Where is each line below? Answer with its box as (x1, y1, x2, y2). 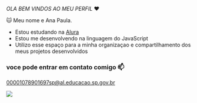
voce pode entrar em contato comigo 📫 (6, 63, 125, 71)
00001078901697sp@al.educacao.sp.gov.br (6, 79, 115, 86)
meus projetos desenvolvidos (14, 48, 88, 55)
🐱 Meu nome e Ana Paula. (6, 17, 72, 23)
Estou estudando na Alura (14, 28, 79, 36)
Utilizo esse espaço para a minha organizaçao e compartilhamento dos (14, 42, 191, 48)
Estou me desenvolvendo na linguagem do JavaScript (14, 35, 148, 42)
